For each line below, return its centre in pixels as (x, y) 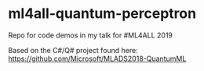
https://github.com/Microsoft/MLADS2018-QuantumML (97, 59)
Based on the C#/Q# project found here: (73, 50)
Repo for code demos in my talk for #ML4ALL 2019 (91, 35)
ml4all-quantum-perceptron (102, 14)
